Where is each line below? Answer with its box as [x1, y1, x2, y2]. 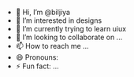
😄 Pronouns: [15, 53, 59, 62]
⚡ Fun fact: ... [15, 61, 59, 71]
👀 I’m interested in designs [15, 16, 102, 25]
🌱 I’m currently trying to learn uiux [15, 24, 127, 33]
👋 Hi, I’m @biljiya [15, 8, 71, 16]
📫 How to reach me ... [15, 42, 89, 50]
